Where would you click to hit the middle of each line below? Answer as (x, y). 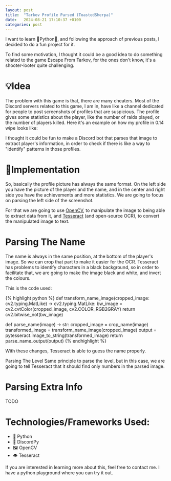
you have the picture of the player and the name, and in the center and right (85, 190)
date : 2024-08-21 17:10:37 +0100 (43, 20)
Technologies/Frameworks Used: (78, 422)
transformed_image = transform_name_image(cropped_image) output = (81, 330)
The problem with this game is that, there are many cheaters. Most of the (82, 101)
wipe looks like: (22, 128)
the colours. (18, 278)
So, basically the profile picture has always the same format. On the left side (86, 184)
